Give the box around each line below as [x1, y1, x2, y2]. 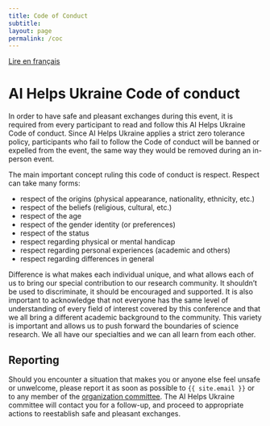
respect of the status [19, 228, 90, 238]
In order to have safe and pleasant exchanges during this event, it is [8, 111, 234, 121]
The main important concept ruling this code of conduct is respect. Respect [8, 170, 260, 180]
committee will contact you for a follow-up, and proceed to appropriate [8, 400, 244, 410]
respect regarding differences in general [19, 254, 155, 264]
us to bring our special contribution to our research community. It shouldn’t [8, 278, 258, 288]
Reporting [8, 353, 60, 367]
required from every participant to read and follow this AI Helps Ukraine [8, 120, 246, 130]
